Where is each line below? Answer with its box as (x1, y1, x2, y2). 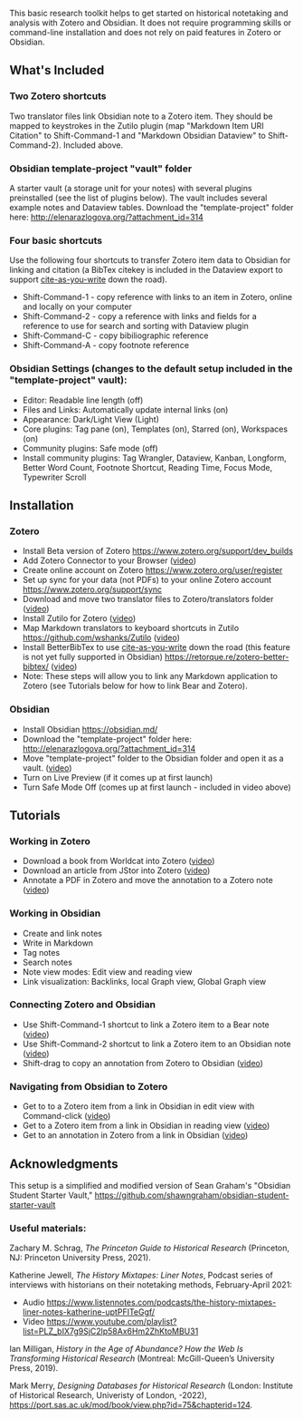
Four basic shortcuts (9, 234, 102, 247)
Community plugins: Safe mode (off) (22, 442, 158, 453)
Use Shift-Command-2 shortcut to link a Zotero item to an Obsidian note (22, 1038, 291, 1049)
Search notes (22, 957, 72, 967)
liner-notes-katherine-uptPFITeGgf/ (22, 1307, 156, 1317)
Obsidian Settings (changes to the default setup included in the (9, 363, 293, 375)
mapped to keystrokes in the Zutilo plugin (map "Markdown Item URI (9, 120, 264, 131)
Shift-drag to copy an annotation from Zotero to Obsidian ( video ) (22, 1057, 264, 1068)
